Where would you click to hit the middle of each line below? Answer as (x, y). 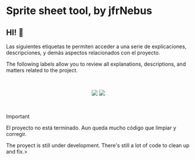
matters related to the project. (42, 70)
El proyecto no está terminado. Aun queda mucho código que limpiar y (91, 128)
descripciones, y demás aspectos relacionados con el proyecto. (83, 53)
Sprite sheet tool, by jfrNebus (79, 11)
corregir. (16, 134)
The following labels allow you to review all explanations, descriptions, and (96, 64)
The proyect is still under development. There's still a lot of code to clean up (98, 145)
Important (18, 116)
